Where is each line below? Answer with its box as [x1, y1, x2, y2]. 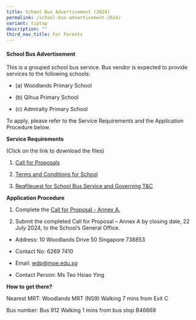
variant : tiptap [6, 20, 47, 26]
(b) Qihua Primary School [15, 94, 79, 101]
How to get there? [6, 283, 53, 290]
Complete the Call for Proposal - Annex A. [15, 206, 121, 213]
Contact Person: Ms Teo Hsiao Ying [15, 271, 105, 279]
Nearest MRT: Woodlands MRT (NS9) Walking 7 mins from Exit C [6, 295, 169, 302]
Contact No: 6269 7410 [15, 248, 74, 255]
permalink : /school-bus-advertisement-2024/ [6, 15, 121, 21]
